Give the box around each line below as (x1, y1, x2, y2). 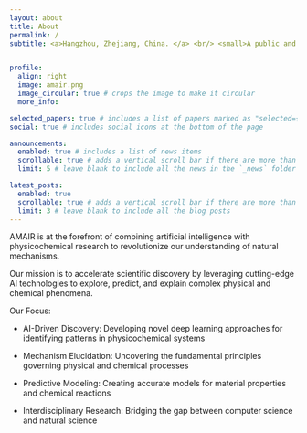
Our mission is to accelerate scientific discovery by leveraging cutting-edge (9, 269, 295, 280)
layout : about (9, 13, 64, 23)
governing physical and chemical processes (22, 360, 189, 371)
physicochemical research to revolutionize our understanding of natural (9, 241, 279, 252)
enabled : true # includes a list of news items (17, 147, 203, 156)
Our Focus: (9, 305, 51, 316)
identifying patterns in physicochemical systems (22, 333, 206, 343)
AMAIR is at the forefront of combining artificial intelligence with (9, 231, 250, 242)
